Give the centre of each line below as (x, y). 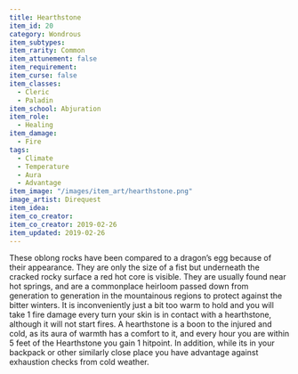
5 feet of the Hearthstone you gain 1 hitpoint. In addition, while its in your (142, 343)
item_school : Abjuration (55, 109)
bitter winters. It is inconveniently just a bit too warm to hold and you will (141, 305)
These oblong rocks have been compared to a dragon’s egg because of (141, 258)
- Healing (35, 126)
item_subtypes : (37, 42)
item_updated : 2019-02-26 (57, 232)
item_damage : (33, 134)
